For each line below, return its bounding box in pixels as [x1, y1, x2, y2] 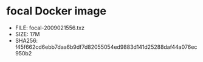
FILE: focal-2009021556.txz [15, 24, 85, 31]
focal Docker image [6, 4, 106, 18]
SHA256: [15, 37, 38, 44]
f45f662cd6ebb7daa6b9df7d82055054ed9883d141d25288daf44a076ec [15, 43, 198, 51]
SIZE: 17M [15, 30, 40, 37]
